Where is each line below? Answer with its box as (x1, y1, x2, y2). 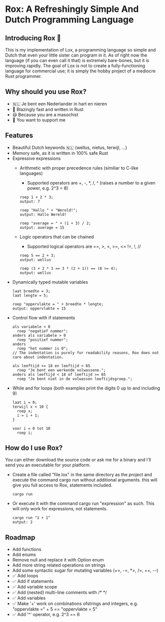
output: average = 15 (19, 225, 64, 230)
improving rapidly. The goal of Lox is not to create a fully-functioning (5, 63, 145, 68)
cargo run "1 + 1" (12, 515, 51, 520)
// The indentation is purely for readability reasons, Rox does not (12, 350, 160, 355)
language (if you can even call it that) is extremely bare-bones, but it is (5, 58, 150, 63)
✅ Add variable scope (12, 584, 57, 590)
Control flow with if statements (12, 314, 75, 320)
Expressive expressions (12, 155, 61, 161)
